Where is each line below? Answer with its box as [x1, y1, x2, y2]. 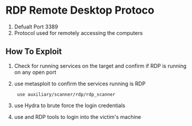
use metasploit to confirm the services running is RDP [14, 80, 146, 87]
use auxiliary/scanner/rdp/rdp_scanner [17, 91, 116, 98]
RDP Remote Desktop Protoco [5, 4, 155, 17]
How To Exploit [5, 47, 62, 57]
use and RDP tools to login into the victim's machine [14, 113, 142, 120]
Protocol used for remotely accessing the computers [14, 29, 143, 36]
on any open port [14, 69, 57, 76]
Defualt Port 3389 [14, 23, 59, 30]
